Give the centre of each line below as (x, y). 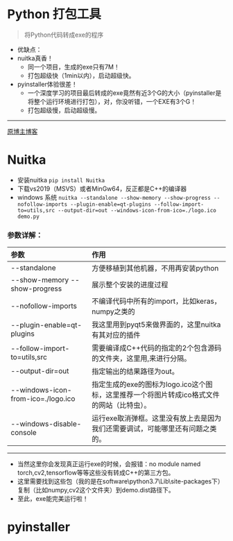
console (24, 433)
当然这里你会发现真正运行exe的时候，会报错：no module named (109, 464)
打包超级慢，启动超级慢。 (64, 110)
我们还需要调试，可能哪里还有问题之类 (154, 429)
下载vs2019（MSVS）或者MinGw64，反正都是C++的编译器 (102, 189)
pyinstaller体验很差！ (47, 84)
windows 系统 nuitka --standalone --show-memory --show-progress (114, 197)
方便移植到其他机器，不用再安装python (155, 268)
